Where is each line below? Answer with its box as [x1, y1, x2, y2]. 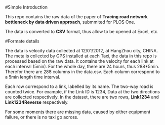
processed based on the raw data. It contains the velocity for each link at [5, 58, 154, 64]
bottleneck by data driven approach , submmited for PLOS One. [5, 19, 136, 25]
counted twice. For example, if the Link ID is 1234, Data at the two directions [5, 89, 160, 94]
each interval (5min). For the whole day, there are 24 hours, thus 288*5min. [5, 64, 160, 69]
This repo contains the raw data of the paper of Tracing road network [5, 14, 148, 19]
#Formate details [5, 38, 40, 44]
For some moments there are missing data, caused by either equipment [5, 109, 151, 115]
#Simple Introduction [5, 4, 48, 10]
